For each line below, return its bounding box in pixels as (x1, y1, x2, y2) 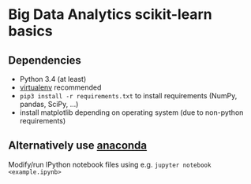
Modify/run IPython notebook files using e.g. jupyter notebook (8, 160, 212, 169)
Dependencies (8, 53, 81, 67)
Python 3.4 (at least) (19, 75, 87, 83)
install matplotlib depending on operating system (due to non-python (19, 108, 244, 117)
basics (8, 22, 53, 40)
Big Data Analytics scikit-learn (8, 6, 212, 24)
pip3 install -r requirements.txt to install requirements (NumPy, (19, 91, 238, 100)
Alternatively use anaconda (8, 139, 148, 153)
